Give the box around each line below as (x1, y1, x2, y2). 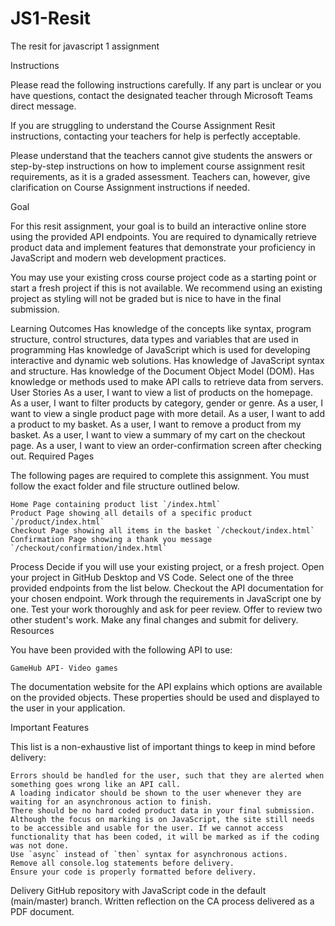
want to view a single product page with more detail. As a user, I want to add (10, 407, 326, 419)
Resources (10, 624, 55, 636)
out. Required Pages (10, 450, 95, 462)
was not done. (10, 840, 70, 851)
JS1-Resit (10, 7, 92, 30)
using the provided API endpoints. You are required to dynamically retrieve (10, 230, 317, 242)
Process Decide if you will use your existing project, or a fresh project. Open (10, 560, 325, 572)
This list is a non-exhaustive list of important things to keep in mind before (10, 740, 316, 752)
